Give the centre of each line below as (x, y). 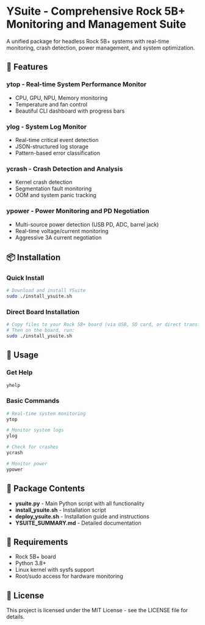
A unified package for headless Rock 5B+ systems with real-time (88, 41)
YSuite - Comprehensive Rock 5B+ (96, 11)
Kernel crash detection (44, 182)
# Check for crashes (33, 447)
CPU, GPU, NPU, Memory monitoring (61, 98)
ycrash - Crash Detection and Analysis (65, 168)
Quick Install (25, 278)
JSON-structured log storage (52, 146)
